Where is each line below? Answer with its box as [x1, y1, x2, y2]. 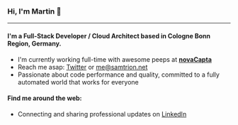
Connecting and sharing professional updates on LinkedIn [17, 109, 187, 118]
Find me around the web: [7, 94, 83, 102]
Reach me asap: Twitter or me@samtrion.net [17, 62, 148, 71]
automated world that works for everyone [17, 77, 140, 86]
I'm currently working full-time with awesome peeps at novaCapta [17, 55, 212, 63]
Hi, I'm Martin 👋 [7, 6, 62, 16]
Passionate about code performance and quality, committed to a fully [17, 70, 220, 79]
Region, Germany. [7, 39, 62, 48]
